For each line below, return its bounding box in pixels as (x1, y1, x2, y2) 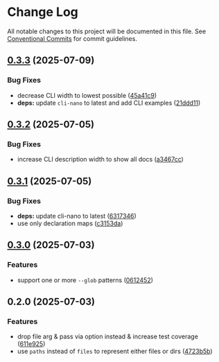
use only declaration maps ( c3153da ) (17, 219, 123, 227)
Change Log (7, 4, 78, 20)
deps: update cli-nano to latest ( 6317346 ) (17, 212, 137, 220)
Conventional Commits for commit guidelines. (7, 34, 137, 42)
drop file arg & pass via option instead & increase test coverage (17, 332, 199, 341)
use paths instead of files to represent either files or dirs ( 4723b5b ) (17, 347, 213, 356)
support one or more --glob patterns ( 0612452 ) (17, 275, 154, 284)
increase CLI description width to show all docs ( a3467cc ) (17, 155, 184, 164)
